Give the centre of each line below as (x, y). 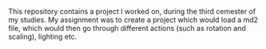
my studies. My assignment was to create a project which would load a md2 (133, 20)
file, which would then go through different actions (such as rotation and (127, 28)
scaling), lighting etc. (43, 36)
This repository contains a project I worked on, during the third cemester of (132, 11)
